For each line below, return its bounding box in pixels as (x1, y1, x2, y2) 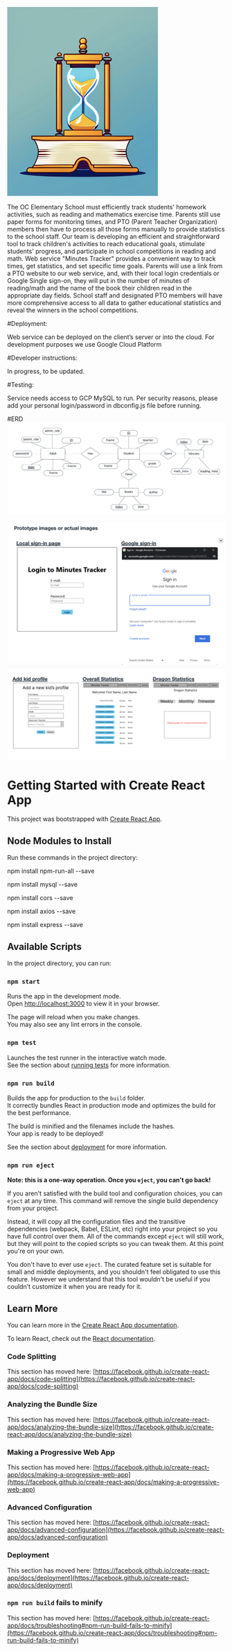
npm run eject (7, 1161, 55, 1169)
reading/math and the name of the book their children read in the (7, 284, 193, 292)
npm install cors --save (7, 894, 73, 902)
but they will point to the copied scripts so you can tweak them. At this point (7, 1240, 224, 1248)
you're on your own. (7, 1247, 64, 1255)
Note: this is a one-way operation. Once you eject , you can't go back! (7, 1176, 211, 1184)
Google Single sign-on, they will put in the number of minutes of (7, 277, 190, 284)
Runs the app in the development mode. (7, 992, 121, 1001)
